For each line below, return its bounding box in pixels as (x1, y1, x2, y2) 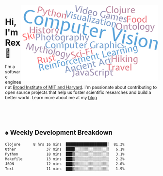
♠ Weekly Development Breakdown (5, 128, 113, 137)
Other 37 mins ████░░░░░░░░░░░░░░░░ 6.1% (5, 147, 125, 152)
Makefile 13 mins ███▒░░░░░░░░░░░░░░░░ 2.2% (5, 157, 125, 161)
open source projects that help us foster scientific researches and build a (5, 89, 151, 95)
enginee (5, 79, 22, 85)
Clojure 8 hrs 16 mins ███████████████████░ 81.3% (5, 142, 125, 147)
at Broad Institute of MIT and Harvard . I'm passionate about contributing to (8, 84, 157, 90)
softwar (5, 69, 20, 74)
